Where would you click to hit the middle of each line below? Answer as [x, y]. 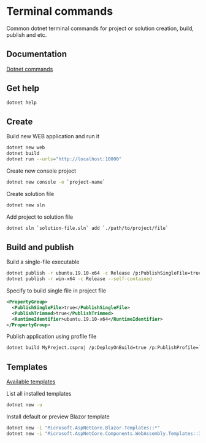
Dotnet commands [30, 69]
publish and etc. [27, 34]
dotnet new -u [25, 405]
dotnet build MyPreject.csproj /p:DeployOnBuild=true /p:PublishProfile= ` [104, 348]
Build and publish [40, 247]
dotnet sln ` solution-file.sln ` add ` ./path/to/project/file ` [87, 228]
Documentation [37, 54]
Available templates [31, 382]
